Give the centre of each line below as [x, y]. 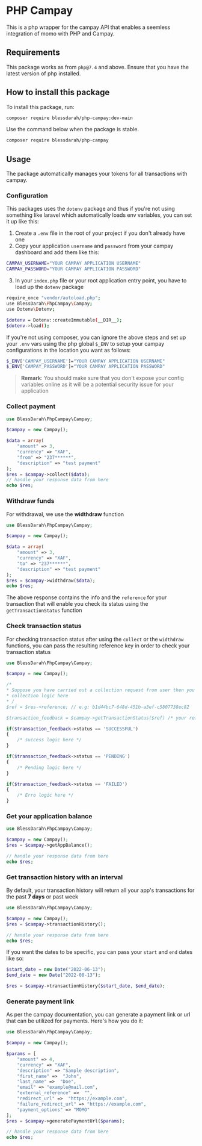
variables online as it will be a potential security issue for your [97, 385]
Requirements [33, 53]
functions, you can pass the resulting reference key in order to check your [98, 646]
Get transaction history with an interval [65, 877]
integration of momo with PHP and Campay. [60, 33]
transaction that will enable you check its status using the [77, 604]
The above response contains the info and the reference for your [87, 597]
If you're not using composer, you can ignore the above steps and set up [96, 337]
